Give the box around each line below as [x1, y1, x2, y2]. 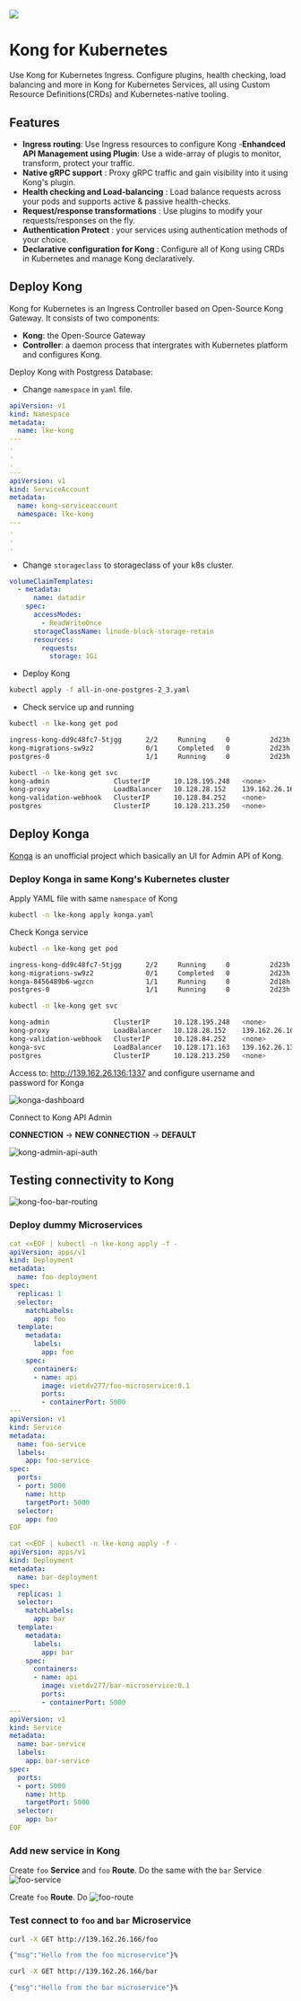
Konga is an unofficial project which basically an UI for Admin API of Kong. [9, 850, 284, 861]
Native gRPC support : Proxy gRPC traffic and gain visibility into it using [21, 167, 288, 178]
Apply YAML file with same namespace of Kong [9, 894, 178, 904]
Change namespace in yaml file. [21, 383, 133, 394]
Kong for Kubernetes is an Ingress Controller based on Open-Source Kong [9, 303, 284, 313]
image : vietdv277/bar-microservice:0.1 [41, 1681, 191, 1690]
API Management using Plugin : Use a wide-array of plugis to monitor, [21, 148, 282, 159]
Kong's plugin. [21, 176, 76, 188]
